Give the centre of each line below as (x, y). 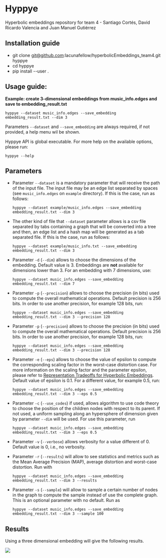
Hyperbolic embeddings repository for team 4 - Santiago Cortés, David (78, 22)
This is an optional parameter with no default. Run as (66, 500)
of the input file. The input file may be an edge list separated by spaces (85, 188)
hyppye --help (20, 156)
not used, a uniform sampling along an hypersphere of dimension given (85, 414)
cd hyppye (23, 66)
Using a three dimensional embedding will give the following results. (75, 541)
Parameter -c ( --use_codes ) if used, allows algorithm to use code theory (86, 403)
